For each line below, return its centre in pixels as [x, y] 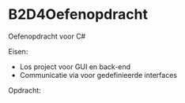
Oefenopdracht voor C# [47, 36]
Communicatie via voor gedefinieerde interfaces [98, 75]
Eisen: [18, 51]
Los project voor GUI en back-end [75, 66]
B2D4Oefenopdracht [78, 15]
